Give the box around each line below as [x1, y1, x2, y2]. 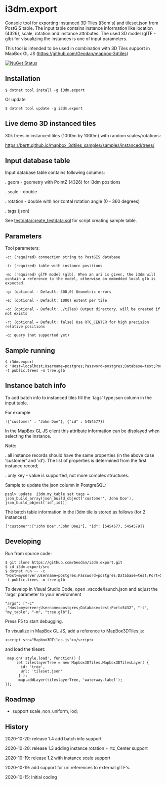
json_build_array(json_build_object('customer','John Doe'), [5, 496, 134, 501]
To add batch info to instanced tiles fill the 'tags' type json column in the [5, 394, 152, 400]
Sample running [5, 346, 55, 355]
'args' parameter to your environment [5, 591, 82, 597]
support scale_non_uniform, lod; [12, 708, 78, 714]
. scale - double [5, 189, 37, 195]
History [5, 723, 29, 731]
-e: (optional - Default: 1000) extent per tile [5, 298, 107, 303]
